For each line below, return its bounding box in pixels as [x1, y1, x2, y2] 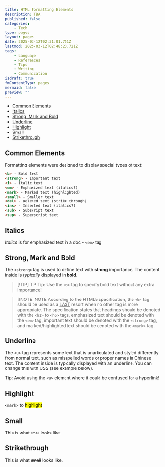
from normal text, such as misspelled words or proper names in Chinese [5, 355, 152, 361]
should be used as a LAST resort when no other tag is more [17, 301, 138, 307]
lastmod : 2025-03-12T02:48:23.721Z [5, 44, 78, 49]
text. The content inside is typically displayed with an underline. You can [5, 360, 152, 366]
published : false [5, 16, 41, 21]
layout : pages [5, 35, 34, 40]
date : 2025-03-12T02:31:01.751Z [5, 39, 71, 44]
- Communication [14, 71, 48, 76]
